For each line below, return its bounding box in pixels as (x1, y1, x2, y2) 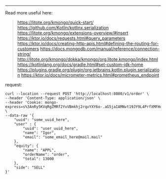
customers (17, 46, 40, 52)
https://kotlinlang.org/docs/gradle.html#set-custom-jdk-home (17, 61, 143, 67)
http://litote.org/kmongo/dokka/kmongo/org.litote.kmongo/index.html (17, 57, 158, 62)
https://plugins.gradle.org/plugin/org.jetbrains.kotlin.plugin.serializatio (17, 67, 160, 72)
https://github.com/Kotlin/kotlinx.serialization (17, 25, 109, 30)
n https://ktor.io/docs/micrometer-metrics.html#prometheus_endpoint (17, 72, 160, 78)
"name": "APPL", (23, 148, 56, 153)
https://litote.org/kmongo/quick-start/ (17, 19, 94, 25)
